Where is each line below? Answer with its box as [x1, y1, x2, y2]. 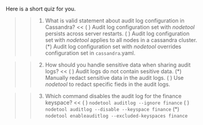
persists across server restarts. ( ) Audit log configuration [45, 30, 190, 37]
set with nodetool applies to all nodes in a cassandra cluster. [45, 37, 197, 43]
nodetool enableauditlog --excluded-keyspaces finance [45, 113, 188, 119]
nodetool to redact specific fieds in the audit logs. [45, 80, 171, 88]
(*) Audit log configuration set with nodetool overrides [45, 43, 182, 50]
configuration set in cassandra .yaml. [45, 49, 136, 57]
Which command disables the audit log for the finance [45, 93, 182, 99]
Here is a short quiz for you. [6, 5, 76, 12]
